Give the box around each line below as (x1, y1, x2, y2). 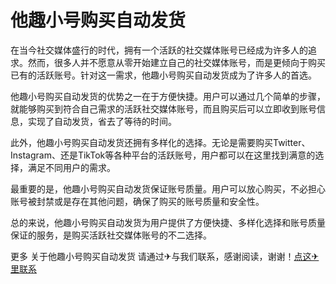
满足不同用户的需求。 (27, 161, 116, 173)
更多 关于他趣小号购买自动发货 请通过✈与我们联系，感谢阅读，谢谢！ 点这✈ (10, 250, 320, 262)
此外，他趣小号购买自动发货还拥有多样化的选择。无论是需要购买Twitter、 (10, 136, 311, 148)
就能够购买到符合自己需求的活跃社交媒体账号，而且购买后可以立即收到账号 (10, 102, 317, 115)
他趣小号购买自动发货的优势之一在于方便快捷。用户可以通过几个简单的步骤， (10, 90, 326, 102)
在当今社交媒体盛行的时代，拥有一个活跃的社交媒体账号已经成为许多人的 (10, 44, 308, 56)
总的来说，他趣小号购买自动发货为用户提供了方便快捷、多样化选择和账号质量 (10, 216, 326, 228)
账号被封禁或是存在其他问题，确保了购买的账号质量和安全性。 (10, 195, 265, 207)
